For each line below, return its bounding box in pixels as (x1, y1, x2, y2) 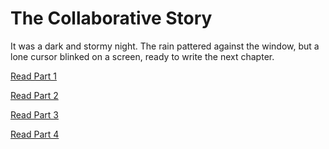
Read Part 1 (10, 70, 57, 82)
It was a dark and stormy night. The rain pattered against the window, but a (10, 40, 320, 52)
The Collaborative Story (10, 7, 213, 30)
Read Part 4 (10, 128, 60, 140)
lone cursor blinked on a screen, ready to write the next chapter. (10, 50, 275, 62)
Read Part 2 (10, 89, 59, 101)
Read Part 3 (10, 108, 59, 121)
